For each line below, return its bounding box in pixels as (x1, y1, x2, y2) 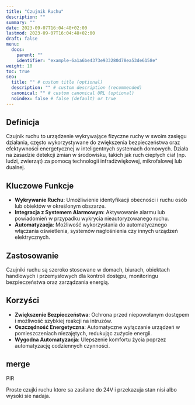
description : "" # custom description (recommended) (11, 85, 142, 91)
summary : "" (6, 19, 35, 25)
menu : (6, 42, 19, 47)
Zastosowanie (6, 250, 59, 260)
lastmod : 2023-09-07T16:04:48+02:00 (6, 30, 95, 36)
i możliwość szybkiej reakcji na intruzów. (14, 317, 113, 324)
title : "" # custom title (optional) (11, 80, 103, 85)
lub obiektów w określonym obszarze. (14, 203, 106, 210)
